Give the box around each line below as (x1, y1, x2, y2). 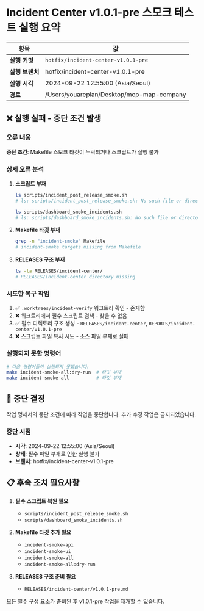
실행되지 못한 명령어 (6, 349, 62, 358)
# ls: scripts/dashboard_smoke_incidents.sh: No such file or (15, 214, 177, 220)
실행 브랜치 (9, 68, 40, 76)
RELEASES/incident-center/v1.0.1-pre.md (24, 587, 128, 593)
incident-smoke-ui (24, 549, 71, 555)
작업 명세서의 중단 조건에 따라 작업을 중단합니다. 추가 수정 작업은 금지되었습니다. (6, 410, 197, 418)
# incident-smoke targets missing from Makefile (15, 244, 141, 250)
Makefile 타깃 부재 (15, 226, 60, 234)
